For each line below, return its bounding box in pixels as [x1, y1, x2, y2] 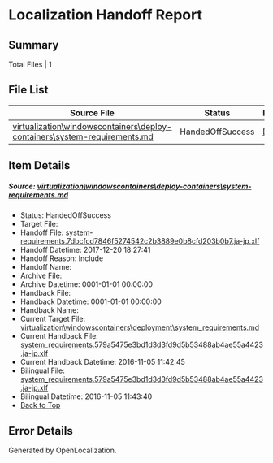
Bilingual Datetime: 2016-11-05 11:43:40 [19, 392, 153, 401]
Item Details [8, 158, 71, 172]
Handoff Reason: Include [19, 253, 104, 263]
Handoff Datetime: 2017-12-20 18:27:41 [19, 245, 151, 255]
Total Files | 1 [8, 59, 52, 69]
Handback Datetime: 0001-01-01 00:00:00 [19, 296, 162, 306]
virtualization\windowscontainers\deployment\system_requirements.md [19, 322, 260, 332]
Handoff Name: [19, 262, 71, 272]
